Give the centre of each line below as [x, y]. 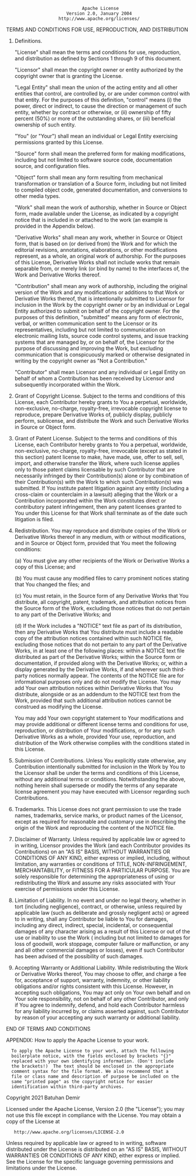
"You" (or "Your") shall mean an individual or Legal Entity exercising [96, 136]
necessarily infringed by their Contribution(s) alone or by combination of [102, 476]
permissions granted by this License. [59, 142]
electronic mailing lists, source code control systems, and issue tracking [102, 336]
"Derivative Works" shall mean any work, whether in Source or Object [99, 237]
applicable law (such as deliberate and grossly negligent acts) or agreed [102, 913]
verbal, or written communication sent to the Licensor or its [86, 323]
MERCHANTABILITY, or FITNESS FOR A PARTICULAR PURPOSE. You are [102, 870]
